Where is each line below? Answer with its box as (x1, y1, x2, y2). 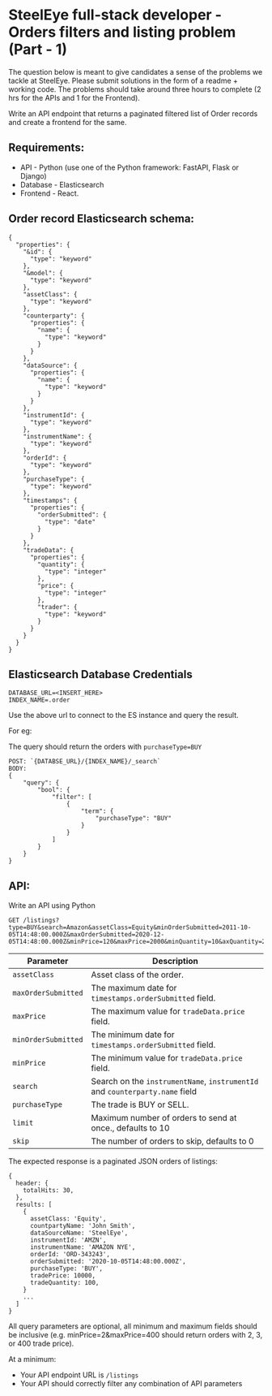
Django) (19, 171, 47, 180)
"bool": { (37, 786, 70, 794)
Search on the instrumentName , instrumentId (91, 1076, 259, 1087)
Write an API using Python (8, 901, 96, 910)
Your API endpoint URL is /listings (19, 1370, 139, 1380)
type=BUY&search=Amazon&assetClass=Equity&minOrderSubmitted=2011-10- (8, 923, 252, 931)
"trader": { (37, 603, 79, 611)
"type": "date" (44, 517, 96, 525)
